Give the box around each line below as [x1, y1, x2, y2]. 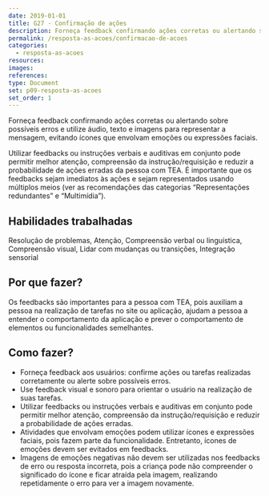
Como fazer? [8, 346, 74, 360]
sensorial [8, 253, 38, 262]
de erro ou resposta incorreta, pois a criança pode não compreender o [19, 461, 254, 470]
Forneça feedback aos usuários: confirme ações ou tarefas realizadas [19, 367, 251, 377]
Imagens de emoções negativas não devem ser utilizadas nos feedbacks [19, 453, 260, 462]
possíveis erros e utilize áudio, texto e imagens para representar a [8, 124, 227, 134]
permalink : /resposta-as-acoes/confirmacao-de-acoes [8, 34, 188, 43]
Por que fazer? [8, 276, 83, 290]
